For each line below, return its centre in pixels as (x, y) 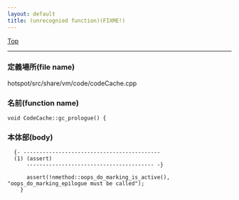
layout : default (31, 14)
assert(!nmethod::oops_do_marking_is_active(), (98, 178)
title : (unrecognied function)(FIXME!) (67, 21)
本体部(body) (30, 137)
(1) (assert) (33, 159)
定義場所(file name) (41, 67)
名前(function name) (43, 102)
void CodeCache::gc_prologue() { (57, 118)
